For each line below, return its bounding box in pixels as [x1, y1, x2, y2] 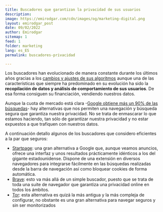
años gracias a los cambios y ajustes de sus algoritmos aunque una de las [5, 75, 154, 81]
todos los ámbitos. [12, 187, 50, 193]
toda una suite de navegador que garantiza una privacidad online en [12, 182, 150, 188]
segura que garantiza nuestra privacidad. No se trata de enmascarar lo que [5, 111, 157, 117]
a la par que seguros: [5, 136, 48, 142]
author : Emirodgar [5, 30, 42, 35]
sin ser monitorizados [12, 202, 56, 208]
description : [5, 12, 32, 17]
